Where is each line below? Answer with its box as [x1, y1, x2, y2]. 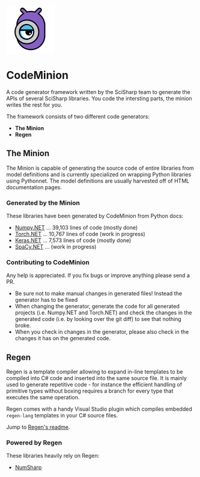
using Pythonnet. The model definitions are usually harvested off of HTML [6, 177, 190, 184]
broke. [14, 322, 31, 329]
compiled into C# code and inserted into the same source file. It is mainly [6, 375, 187, 382]
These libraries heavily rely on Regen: [6, 452, 100, 460]
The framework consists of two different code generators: [6, 113, 150, 120]
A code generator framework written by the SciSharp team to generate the [6, 88, 190, 95]
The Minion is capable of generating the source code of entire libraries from [6, 164, 194, 172]
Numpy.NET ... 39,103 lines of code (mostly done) [14, 224, 138, 231]
